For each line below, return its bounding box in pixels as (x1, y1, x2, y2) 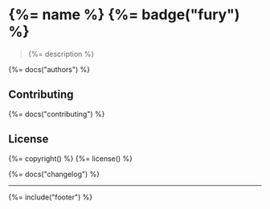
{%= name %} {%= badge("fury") (8, 6, 240, 24)
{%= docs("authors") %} (8, 64, 91, 74)
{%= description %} (27, 49, 95, 58)
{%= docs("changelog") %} (8, 169, 100, 179)
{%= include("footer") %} (8, 192, 93, 202)
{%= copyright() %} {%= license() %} (8, 154, 133, 163)
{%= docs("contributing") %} (8, 109, 105, 119)
